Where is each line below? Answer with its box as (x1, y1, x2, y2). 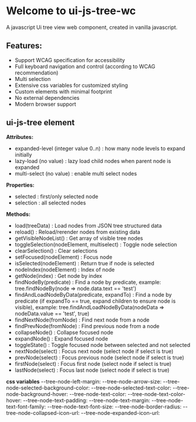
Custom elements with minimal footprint (14, 87, 113, 95)
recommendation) (14, 69, 59, 76)
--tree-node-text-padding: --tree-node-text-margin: (23, 397, 150, 404)
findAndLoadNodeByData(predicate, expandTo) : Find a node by (14, 291, 172, 298)
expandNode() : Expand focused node (14, 335, 108, 342)
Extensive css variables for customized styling (14, 82, 128, 89)
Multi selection (14, 75, 51, 82)
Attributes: (6, 133, 34, 140)
